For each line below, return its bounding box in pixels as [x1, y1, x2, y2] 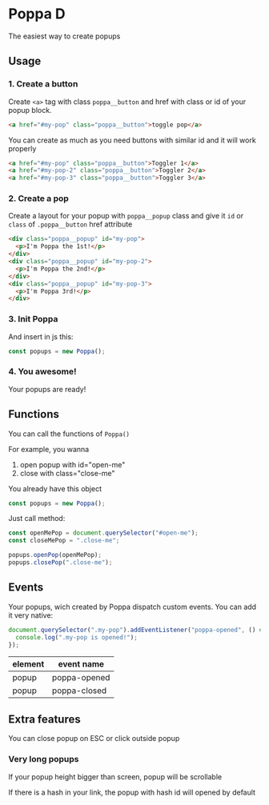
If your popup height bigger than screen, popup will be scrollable [8, 771, 223, 781]
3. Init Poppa [8, 314, 58, 325]
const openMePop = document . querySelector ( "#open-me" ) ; [8, 529, 199, 537]
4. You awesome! [8, 366, 77, 377]
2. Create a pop [8, 193, 70, 204]
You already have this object [8, 483, 102, 493]
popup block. [8, 105, 52, 114]
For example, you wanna [8, 444, 90, 454]
